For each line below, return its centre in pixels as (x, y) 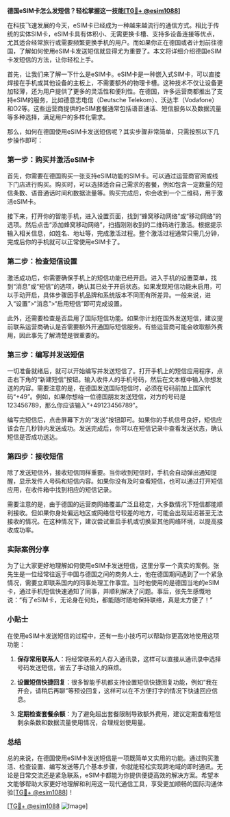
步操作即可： (25, 140)
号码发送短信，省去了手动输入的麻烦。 (71, 667)
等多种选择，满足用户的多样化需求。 (58, 117)
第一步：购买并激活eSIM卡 (51, 159)
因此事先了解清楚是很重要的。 (61, 335)
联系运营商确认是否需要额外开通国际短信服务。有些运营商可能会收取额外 (115, 327)
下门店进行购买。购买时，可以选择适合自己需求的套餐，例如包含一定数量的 (112, 185)
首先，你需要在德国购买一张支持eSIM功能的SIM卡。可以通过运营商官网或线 (113, 176)
